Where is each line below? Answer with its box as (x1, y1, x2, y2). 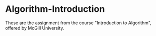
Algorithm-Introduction (5, 3, 105, 15)
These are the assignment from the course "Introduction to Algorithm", (5, 20, 152, 26)
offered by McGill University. (5, 25, 64, 31)
